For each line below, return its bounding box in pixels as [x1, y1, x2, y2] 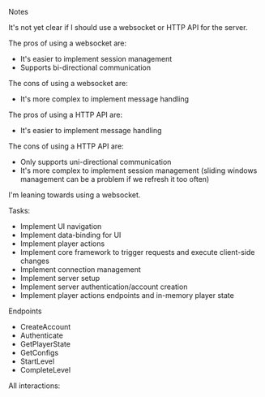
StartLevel [19, 356, 55, 366]
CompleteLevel [19, 365, 71, 374]
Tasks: [8, 206, 31, 215]
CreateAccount [19, 322, 71, 331]
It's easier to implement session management [19, 54, 173, 63]
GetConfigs [19, 348, 59, 357]
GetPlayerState [19, 339, 71, 348]
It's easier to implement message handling [19, 126, 162, 135]
